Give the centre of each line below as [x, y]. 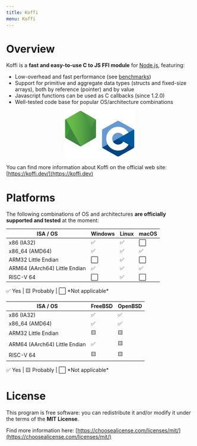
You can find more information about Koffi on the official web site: [87, 167]
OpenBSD [130, 306]
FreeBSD [102, 306]
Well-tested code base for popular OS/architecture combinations [94, 102]
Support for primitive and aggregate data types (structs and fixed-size [101, 83]
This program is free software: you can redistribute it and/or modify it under [99, 412]
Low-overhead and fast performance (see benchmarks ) [83, 77]
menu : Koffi [21, 19]
